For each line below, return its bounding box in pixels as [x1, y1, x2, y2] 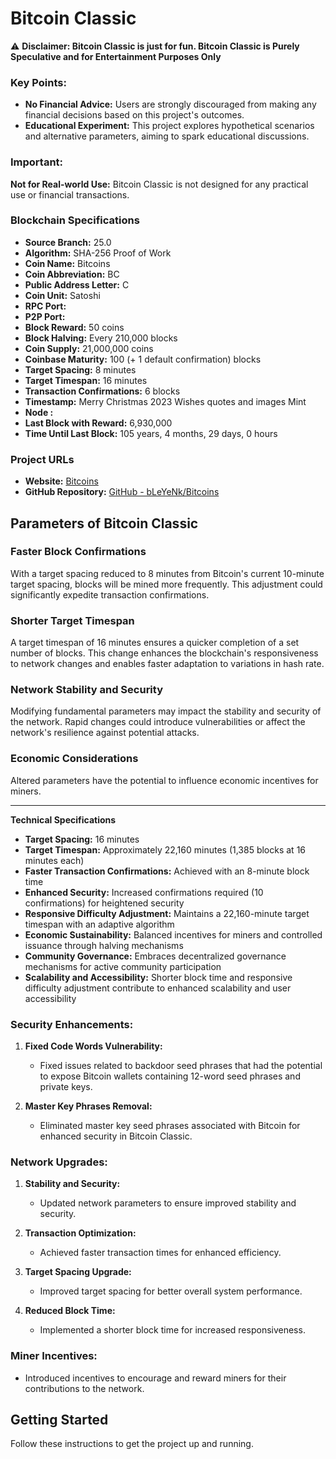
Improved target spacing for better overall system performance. [39, 1285, 303, 1297]
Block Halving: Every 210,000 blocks [24, 332, 178, 344]
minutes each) [24, 854, 85, 866]
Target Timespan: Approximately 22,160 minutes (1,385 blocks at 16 [24, 843, 307, 856]
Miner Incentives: [10, 1349, 98, 1363]
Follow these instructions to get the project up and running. [10, 1438, 254, 1450]
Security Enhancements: [10, 1017, 134, 1031]
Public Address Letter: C [24, 278, 130, 291]
